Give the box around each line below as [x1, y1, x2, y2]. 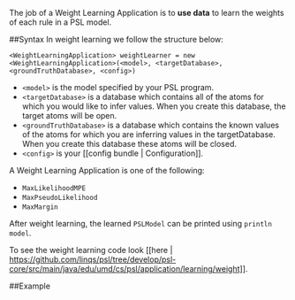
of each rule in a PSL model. [9, 17, 112, 27]
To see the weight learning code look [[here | [9, 245, 173, 255]
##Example [9, 281, 51, 291]
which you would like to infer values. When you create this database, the [21, 101, 286, 112]
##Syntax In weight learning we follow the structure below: [9, 35, 223, 44]
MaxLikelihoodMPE [21, 184, 87, 193]
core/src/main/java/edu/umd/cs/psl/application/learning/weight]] [9, 264, 246, 273]
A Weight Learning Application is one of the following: [9, 165, 205, 175]
